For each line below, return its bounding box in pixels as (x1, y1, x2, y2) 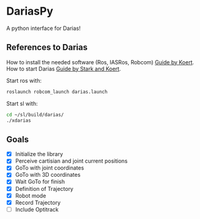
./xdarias (6, 117, 32, 124)
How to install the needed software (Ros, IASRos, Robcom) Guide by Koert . (6, 58, 195, 65)
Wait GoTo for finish (15, 178, 65, 185)
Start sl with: (6, 100, 38, 107)
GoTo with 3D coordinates (15, 171, 81, 179)
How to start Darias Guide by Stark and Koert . (6, 65, 121, 72)
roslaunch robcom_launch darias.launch (6, 89, 108, 95)
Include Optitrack (15, 206, 59, 213)
